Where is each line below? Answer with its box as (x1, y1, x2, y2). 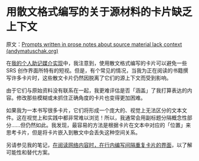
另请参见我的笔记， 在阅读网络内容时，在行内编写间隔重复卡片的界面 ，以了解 (6, 141, 193, 148)
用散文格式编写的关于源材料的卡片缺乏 (6, 5, 193, 19)
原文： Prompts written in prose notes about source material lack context (6, 41, 182, 48)
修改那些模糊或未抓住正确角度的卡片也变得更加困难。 (16, 94, 146, 101)
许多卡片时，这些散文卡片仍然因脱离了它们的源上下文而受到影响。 (11, 74, 172, 81)
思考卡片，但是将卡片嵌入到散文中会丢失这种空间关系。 (6, 129, 141, 136)
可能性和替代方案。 (6, 149, 53, 156)
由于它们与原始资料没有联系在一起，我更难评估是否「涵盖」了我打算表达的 (6, 87, 187, 94)
